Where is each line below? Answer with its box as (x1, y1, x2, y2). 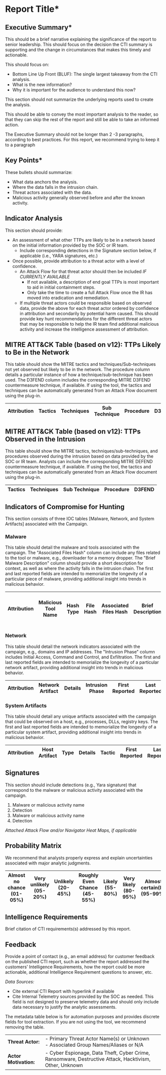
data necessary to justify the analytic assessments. (12, 1004, 117, 1010)
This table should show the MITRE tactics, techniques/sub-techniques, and (5, 448, 158, 454)
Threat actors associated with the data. (12, 189, 92, 195)
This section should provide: (5, 227, 63, 233)
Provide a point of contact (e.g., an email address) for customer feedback (5, 953, 155, 959)
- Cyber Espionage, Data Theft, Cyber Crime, (45, 1049, 150, 1056)
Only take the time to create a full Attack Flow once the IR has (27, 289, 153, 295)
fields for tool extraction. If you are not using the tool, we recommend (5, 1019, 147, 1025)
